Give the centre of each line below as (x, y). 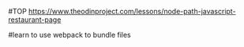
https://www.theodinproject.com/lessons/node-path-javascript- (132, 11)
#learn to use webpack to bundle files (70, 35)
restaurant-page (35, 20)
